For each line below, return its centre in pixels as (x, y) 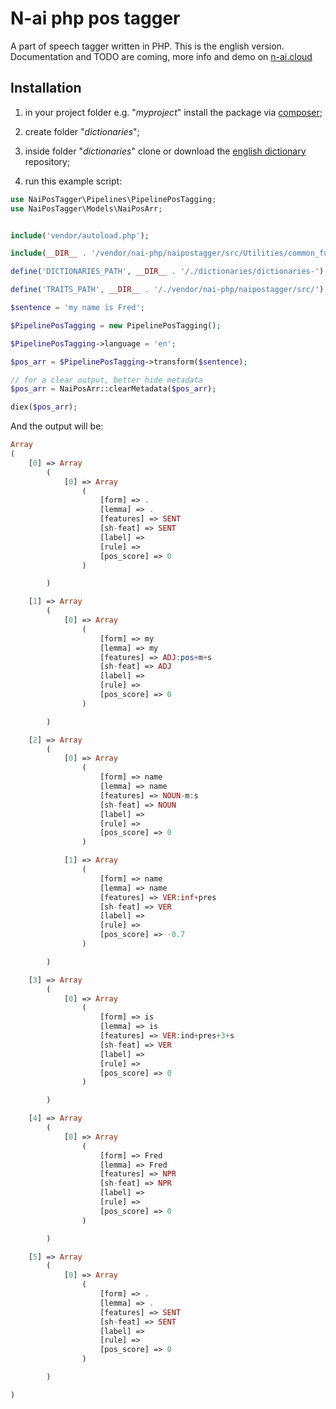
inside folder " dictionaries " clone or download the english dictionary (165, 151)
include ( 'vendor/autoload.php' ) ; (80, 235)
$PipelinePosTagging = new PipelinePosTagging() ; (116, 325)
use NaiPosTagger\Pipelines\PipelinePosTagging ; (113, 199)
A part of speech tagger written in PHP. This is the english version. (147, 46)
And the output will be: (57, 426)
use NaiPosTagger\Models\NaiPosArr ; (86, 208)
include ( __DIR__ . (48, 253)
